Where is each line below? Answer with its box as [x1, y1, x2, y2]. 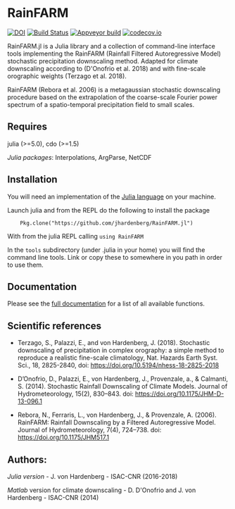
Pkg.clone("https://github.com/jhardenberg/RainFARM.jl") [20, 220, 193, 227]
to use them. [7, 260, 44, 269]
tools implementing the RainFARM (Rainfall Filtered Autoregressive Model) [7, 49, 222, 58]
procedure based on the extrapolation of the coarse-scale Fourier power [7, 93, 218, 101]
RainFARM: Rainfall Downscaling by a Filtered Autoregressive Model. [17, 418, 216, 427]
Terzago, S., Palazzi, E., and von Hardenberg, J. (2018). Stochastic [17, 339, 210, 347]
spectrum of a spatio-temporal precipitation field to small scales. [7, 100, 195, 108]
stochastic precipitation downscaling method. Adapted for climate [7, 56, 198, 65]
